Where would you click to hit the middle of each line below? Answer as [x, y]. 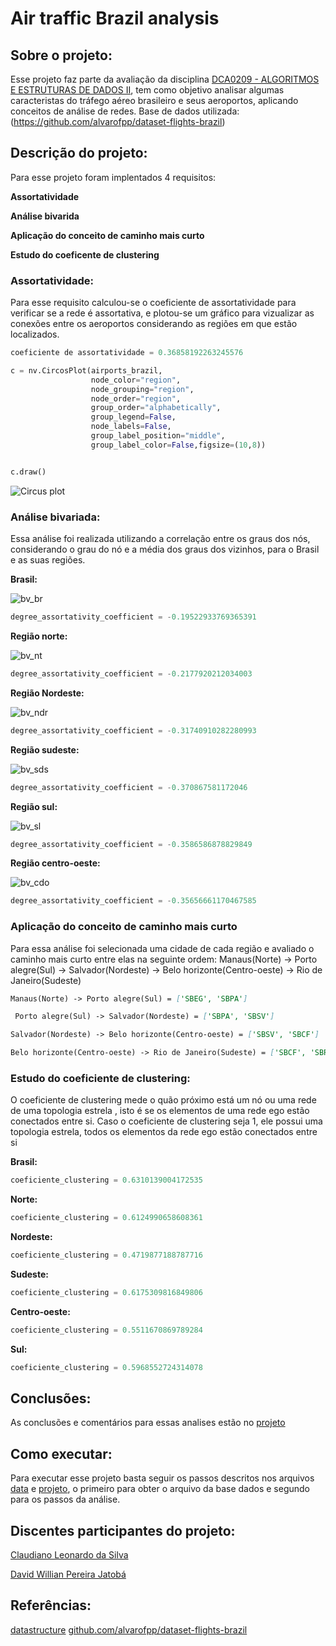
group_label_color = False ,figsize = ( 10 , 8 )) [178, 445]
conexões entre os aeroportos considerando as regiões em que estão [154, 324]
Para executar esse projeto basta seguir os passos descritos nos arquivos [162, 1478]
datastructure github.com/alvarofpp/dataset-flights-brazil [129, 1629]
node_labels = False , [131, 427]
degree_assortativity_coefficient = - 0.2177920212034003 [131, 673]
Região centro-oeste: [55, 863]
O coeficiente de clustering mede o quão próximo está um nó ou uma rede [163, 1100]
